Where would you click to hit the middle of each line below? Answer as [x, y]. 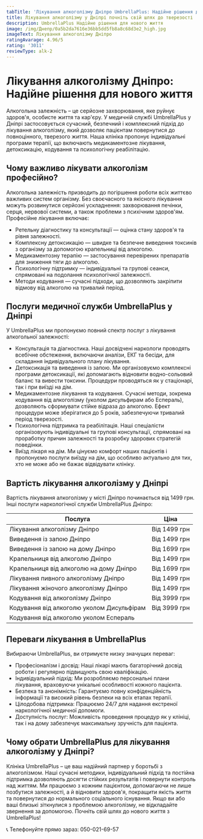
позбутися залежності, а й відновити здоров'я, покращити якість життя [99, 792]
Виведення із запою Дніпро [50, 539]
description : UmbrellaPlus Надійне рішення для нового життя [85, 23]
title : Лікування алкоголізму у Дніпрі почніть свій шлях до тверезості [100, 18]
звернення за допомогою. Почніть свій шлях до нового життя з [88, 811]
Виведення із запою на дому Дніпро [63, 549]
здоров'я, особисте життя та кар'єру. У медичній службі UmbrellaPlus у [99, 117]
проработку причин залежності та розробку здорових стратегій [98, 438]
